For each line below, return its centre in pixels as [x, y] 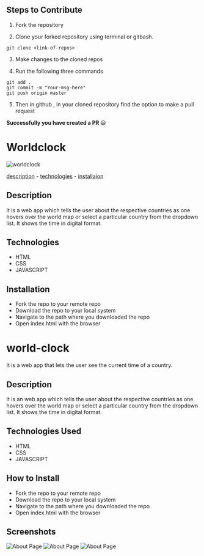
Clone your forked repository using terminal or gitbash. [84, 37]
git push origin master [37, 93]
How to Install [33, 479]
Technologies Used [44, 432]
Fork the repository [39, 24]
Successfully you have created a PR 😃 [56, 122]
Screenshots [31, 532]
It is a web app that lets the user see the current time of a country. [89, 365]
